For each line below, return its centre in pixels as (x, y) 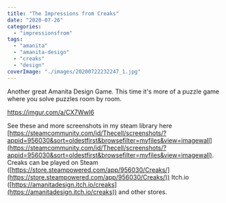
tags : (15, 39)
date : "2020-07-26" (35, 20)
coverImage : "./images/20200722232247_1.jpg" (74, 71)
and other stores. (143, 192)
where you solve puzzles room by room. (64, 98)
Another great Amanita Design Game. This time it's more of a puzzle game (113, 91)
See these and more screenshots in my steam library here (90, 125)
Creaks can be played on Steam (53, 162)
